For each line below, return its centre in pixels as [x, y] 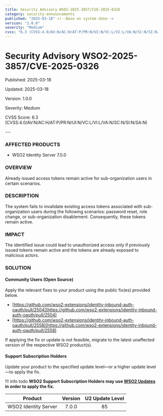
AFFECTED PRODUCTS [33, 144]
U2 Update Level [105, 399]
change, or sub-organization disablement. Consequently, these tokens [75, 217]
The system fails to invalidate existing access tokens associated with [74, 206]
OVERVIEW [19, 168]
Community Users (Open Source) [39, 279]
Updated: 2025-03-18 [27, 89]
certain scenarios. [23, 183]
